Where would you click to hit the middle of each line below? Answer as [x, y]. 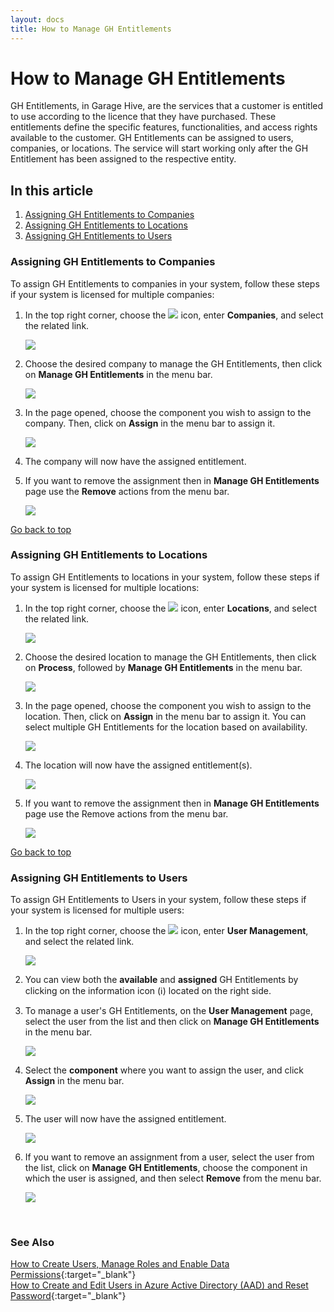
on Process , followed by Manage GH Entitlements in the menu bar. [163, 667]
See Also [32, 1243]
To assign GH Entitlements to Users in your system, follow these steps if [158, 900]
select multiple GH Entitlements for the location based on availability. [166, 727]
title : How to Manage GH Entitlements [91, 29]
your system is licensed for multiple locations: [105, 587]
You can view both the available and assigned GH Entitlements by [161, 980]
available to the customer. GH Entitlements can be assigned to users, [152, 138]
